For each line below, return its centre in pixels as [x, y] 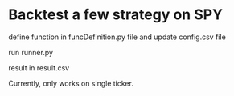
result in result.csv [39, 68]
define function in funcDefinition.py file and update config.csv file [117, 37]
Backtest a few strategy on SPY [116, 15]
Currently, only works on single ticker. [71, 83]
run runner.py [31, 52]
